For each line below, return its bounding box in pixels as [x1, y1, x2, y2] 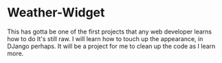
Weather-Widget [7, 5, 105, 21]
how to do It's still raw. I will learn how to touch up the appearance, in [7, 34, 203, 42]
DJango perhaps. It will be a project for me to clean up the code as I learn [7, 42, 216, 50]
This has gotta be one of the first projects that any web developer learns [7, 27, 212, 36]
